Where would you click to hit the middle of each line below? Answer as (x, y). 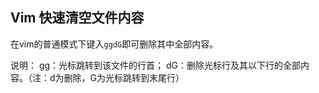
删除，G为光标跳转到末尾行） (124, 77)
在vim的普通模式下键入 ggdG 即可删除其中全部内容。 (114, 44)
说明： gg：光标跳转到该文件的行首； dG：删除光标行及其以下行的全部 (156, 65)
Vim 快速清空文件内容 (77, 18)
